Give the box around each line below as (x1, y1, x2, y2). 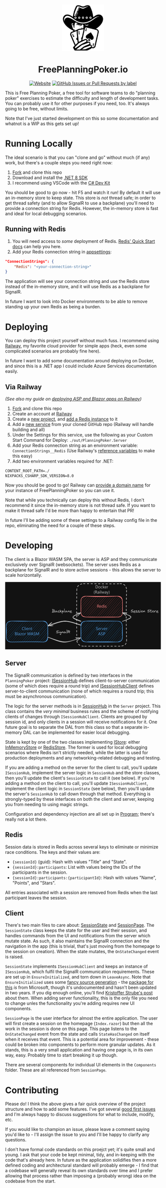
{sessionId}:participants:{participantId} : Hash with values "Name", (12, 874, 157, 880)
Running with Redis (5, 225, 66, 233)
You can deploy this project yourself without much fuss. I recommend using (5, 338, 159, 344)
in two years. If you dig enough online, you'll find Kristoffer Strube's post (5, 990, 153, 996)
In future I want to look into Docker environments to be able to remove (5, 298, 148, 304)
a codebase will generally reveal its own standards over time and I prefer (5, 1168, 153, 1174)
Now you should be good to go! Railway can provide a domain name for (5, 482, 151, 488)
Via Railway (5, 383, 42, 391)
